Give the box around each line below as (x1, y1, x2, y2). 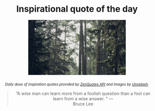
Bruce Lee (73, 101, 94, 107)
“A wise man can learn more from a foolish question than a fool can (16, 90, 151, 96)
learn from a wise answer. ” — (53, 95, 114, 101)
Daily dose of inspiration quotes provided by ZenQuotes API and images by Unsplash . (5, 82, 149, 87)
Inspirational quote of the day (16, 3, 138, 15)
